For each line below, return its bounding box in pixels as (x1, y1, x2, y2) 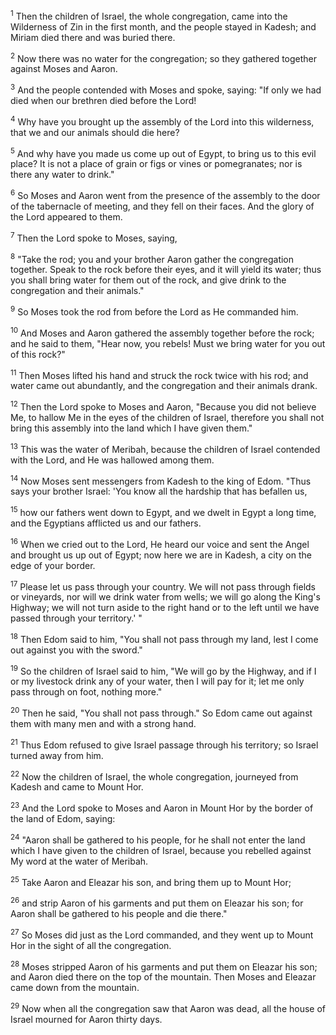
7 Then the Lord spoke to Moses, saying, (10, 230, 178, 244)
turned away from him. (10, 749, 104, 761)
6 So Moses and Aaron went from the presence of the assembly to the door (10, 188, 321, 201)
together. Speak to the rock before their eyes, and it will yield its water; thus (10, 264, 322, 276)
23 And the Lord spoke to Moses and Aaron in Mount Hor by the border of (10, 800, 314, 814)
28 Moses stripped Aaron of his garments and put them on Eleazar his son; (10, 959, 318, 973)
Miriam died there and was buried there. (10, 31, 176, 43)
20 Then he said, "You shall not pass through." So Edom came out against (10, 705, 313, 719)
